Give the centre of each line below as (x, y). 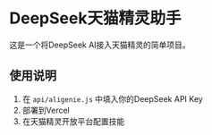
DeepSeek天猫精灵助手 (95, 18)
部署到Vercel (46, 110)
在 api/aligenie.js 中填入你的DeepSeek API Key (112, 98)
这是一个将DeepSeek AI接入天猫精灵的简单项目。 (100, 45)
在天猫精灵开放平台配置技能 (73, 121)
